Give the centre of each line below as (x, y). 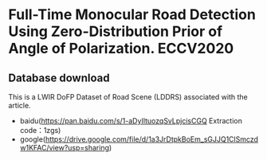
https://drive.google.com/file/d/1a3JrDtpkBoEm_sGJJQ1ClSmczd (152, 139)
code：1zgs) (40, 130)
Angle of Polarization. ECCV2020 (121, 49)
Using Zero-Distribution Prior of (116, 31)
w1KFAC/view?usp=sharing (65, 148)
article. (20, 105)
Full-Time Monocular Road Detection (132, 15)
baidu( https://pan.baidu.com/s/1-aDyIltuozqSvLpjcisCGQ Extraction (131, 121)
